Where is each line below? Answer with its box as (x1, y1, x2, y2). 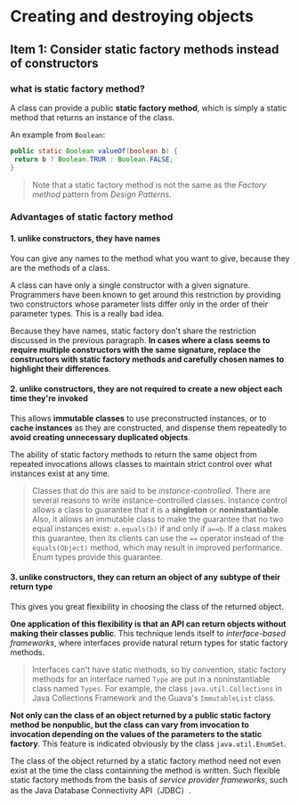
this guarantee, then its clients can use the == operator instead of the (31, 532, 284, 543)
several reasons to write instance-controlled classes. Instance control (31, 495, 287, 505)
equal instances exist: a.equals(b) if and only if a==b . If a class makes (31, 523, 287, 534)
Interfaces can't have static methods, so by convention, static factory (31, 664, 287, 675)
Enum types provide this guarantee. (31, 551, 163, 562)
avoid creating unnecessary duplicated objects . (10, 431, 190, 442)
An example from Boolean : (10, 129, 106, 140)
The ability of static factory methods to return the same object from (10, 448, 257, 460)
